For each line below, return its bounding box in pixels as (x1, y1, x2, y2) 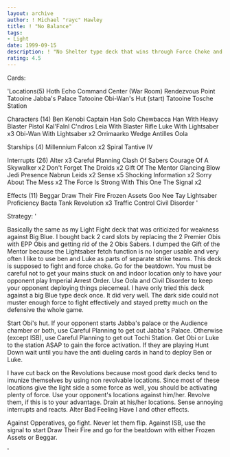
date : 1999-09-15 (7, 42, 57, 49)
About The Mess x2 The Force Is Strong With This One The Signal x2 (7, 178, 203, 186)
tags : (7, 29, 23, 36)
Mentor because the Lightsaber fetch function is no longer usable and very (7, 247, 219, 255)
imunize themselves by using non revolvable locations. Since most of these (7, 376, 220, 384)
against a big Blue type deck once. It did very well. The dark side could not (7, 291, 218, 299)
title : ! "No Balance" (7, 23, 72, 30)
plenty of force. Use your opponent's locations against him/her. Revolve (7, 390, 211, 399)
